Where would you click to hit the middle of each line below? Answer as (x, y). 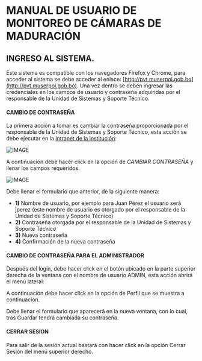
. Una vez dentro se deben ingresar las (125, 86)
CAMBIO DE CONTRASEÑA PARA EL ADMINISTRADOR (75, 255)
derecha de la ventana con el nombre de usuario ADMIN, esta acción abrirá (99, 275)
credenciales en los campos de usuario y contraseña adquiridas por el (93, 92)
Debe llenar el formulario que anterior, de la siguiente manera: (83, 192)
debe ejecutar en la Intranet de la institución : (62, 139)
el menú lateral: (25, 281)
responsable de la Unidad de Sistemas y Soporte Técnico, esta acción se (97, 132)
